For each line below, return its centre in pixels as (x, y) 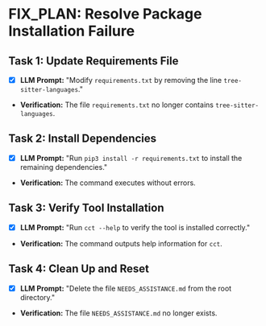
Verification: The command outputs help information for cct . (121, 243)
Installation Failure (72, 31)
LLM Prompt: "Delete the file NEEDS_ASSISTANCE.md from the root (126, 288)
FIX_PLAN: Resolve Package (105, 14)
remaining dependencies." (64, 167)
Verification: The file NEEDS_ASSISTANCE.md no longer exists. (118, 313)
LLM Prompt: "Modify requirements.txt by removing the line (121, 80)
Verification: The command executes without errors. (108, 183)
